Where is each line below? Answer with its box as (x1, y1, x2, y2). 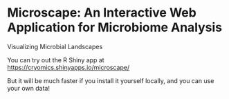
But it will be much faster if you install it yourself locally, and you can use (7, 76, 214, 84)
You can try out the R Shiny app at (7, 55, 105, 64)
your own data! (7, 84, 51, 92)
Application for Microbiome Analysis (7, 19, 223, 35)
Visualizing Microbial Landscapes (7, 42, 103, 51)
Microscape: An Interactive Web (7, 5, 197, 21)
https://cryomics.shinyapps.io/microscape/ (7, 63, 130, 71)
